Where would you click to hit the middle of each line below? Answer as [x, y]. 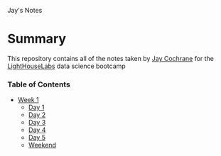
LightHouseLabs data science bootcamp [66, 66]
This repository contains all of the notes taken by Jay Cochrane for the [111, 58]
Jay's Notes [25, 10]
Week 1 [28, 100]
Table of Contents [39, 84]
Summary [37, 39]
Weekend [42, 145]
